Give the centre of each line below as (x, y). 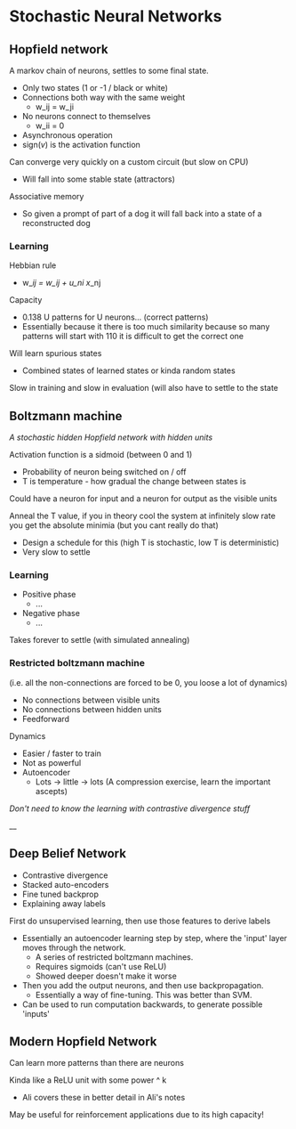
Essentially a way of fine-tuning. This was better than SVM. (144, 995)
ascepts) (52, 791)
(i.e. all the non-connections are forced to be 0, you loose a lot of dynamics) (148, 682)
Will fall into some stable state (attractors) (99, 179)
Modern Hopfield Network (83, 1041)
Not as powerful (52, 762)
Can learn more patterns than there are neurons (97, 1063)
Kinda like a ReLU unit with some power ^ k (88, 1080)
